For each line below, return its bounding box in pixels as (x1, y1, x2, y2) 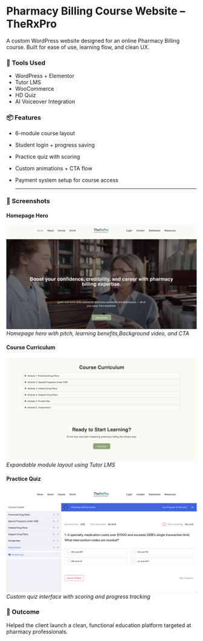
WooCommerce (14, 85, 54, 92)
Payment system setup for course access (14, 176, 119, 184)
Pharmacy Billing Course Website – (6, 4, 185, 18)
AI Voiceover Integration (14, 98, 76, 105)
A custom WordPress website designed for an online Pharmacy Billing (6, 37, 180, 44)
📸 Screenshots (6, 197, 50, 205)
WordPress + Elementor (14, 72, 74, 80)
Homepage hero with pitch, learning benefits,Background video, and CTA (6, 330, 190, 337)
